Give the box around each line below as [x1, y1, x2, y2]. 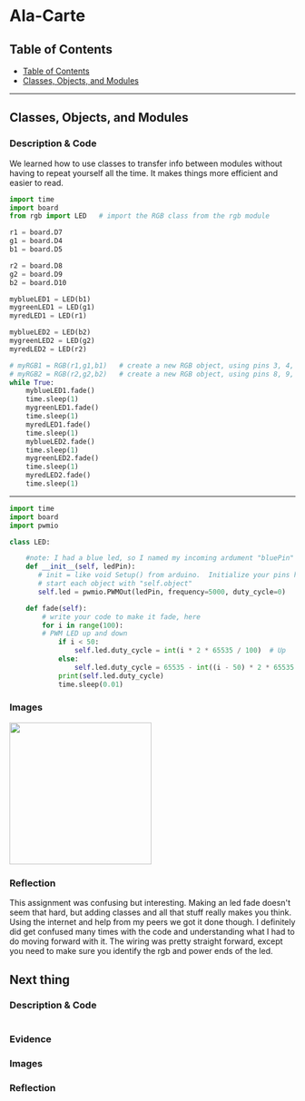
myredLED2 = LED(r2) [9, 344, 88, 354]
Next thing [9, 972, 71, 988]
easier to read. [9, 177, 64, 188]
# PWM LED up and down [42, 629, 128, 638]
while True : [9, 378, 54, 387]
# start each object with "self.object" [37, 579, 193, 588]
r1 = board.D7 [9, 228, 64, 237]
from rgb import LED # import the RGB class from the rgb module [9, 211, 271, 221]
